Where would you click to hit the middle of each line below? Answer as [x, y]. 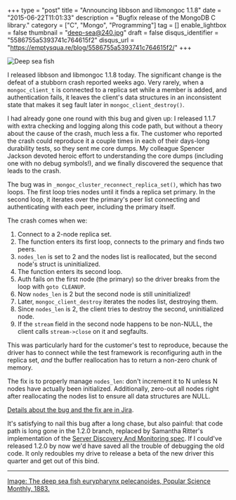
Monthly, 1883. [29, 488]
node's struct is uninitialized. [59, 264]
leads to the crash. [34, 171]
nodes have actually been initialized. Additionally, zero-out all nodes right [113, 389]
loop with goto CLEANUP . [52, 287]
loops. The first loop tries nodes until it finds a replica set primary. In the [111, 192]
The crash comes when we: [47, 220]
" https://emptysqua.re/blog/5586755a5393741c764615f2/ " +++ [99, 48]
